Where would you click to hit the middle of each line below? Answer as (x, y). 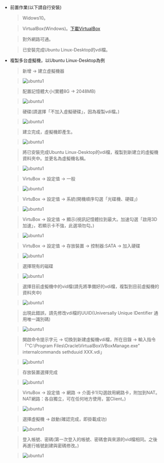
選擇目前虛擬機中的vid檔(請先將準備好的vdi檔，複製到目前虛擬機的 (91, 286)
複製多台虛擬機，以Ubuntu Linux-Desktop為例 (57, 60)
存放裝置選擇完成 (40, 372)
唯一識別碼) (39, 319)
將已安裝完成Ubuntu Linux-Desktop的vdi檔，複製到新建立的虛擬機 (90, 152)
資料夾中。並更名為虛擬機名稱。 (55, 158)
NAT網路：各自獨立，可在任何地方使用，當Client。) (74, 399)
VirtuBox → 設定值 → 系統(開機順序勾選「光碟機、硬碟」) (80, 199)
